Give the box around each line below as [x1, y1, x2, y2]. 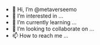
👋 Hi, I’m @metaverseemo [12, 6, 77, 13]
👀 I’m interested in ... [12, 12, 64, 19]
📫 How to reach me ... [12, 32, 68, 39]
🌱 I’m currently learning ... [12, 19, 77, 26]
